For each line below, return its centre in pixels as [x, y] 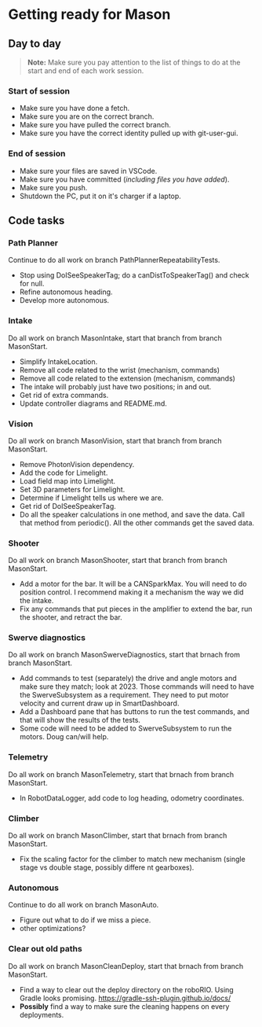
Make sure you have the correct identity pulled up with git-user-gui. [129, 133]
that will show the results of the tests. [80, 720]
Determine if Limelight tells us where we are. [91, 498]
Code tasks [36, 221]
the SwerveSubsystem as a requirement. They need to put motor [124, 695]
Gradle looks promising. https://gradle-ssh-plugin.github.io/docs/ [125, 998]
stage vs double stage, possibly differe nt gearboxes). [107, 867]
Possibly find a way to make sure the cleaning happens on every [124, 1006]
